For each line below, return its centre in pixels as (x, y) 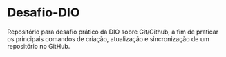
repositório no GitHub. (39, 46)
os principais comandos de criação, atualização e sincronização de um (108, 38)
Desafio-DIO (44, 13)
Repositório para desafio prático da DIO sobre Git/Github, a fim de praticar (113, 32)
